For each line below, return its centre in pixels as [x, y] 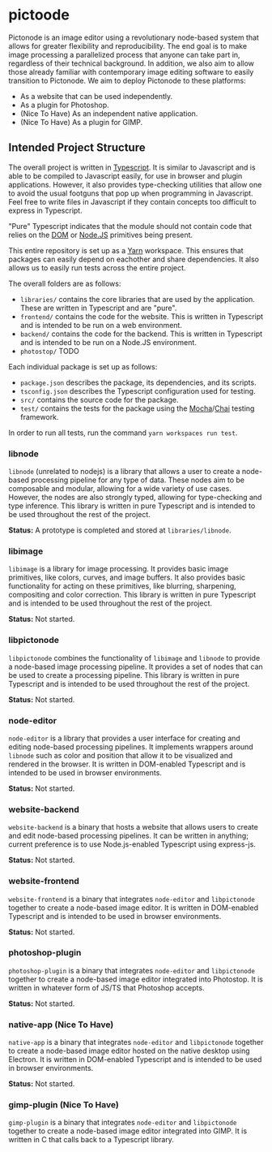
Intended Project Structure [77, 148]
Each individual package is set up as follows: [83, 366]
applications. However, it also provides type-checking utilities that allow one [135, 184]
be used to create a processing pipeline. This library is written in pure [124, 675]
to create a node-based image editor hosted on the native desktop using [129, 1051]
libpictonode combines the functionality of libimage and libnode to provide [134, 658]
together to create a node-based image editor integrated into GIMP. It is [128, 1131]
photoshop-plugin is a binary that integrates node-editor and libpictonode [132, 970]
